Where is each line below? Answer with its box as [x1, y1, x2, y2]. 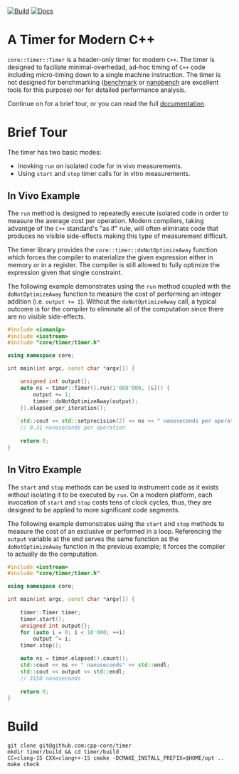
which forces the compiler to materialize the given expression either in [7, 253, 213, 262]
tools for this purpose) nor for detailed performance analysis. [7, 86, 186, 94]
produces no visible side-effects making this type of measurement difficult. [7, 232, 228, 240]
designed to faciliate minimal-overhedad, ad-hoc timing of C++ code [7, 63, 206, 71]
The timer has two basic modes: [7, 148, 102, 156]
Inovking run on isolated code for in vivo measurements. [17, 161, 183, 170]
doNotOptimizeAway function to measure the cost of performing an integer [7, 289, 222, 298]
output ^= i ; [33, 635, 72, 643]
